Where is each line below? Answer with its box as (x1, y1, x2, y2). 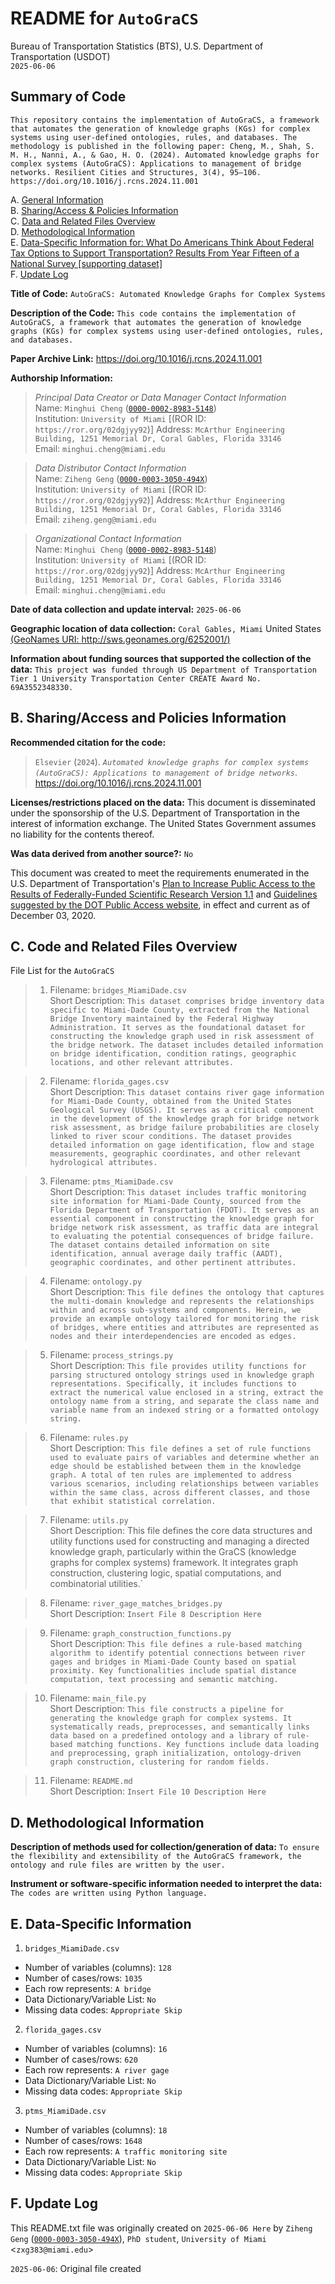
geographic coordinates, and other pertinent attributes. (49, 1258, 297, 1268)
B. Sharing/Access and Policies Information (10, 710, 287, 727)
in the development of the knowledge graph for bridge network (49, 1114, 320, 1124)
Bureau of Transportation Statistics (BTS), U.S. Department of (10, 40, 264, 52)
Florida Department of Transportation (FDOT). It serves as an (49, 1205, 320, 1216)
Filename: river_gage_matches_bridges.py (49, 1597, 223, 1609)
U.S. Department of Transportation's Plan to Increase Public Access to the (10, 877, 316, 889)
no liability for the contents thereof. (10, 828, 155, 840)
